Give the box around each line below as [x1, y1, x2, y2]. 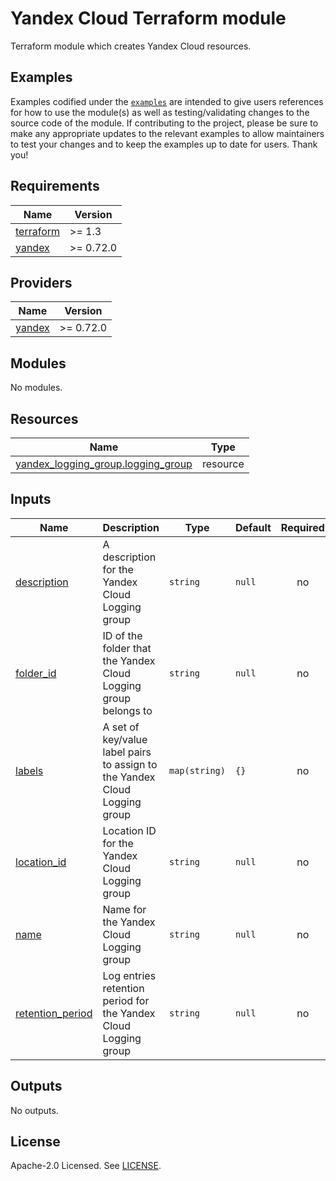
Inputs [10, 491, 52, 508]
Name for [102, 902, 147, 916]
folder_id [15, 666, 57, 680]
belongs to [102, 703, 153, 717]
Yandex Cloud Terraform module [10, 7, 287, 30]
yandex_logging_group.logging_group [15, 457, 193, 471]
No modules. [10, 382, 63, 394]
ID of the [102, 628, 143, 642]
